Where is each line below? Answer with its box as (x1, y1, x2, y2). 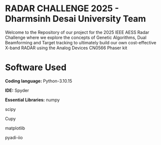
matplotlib (5, 125, 25, 131)
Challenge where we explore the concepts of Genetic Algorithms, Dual (5, 35, 147, 40)
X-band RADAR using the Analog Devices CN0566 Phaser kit (5, 45, 128, 51)
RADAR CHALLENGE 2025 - (5, 3, 119, 14)
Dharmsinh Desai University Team (5, 13, 146, 24)
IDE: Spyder (5, 87, 29, 93)
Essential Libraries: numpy (5, 97, 60, 103)
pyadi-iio (5, 134, 23, 140)
